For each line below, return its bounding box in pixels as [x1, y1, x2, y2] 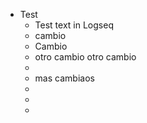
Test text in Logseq [34, 19, 114, 31]
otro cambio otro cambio [34, 51, 137, 63]
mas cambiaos [34, 72, 95, 84]
